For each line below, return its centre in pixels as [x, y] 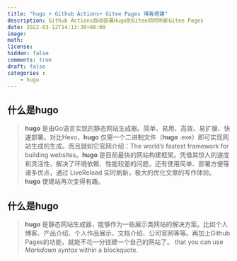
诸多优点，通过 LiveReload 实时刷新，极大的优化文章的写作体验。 [120, 173]
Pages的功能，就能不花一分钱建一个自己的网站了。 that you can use [124, 242]
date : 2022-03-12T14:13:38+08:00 [57, 27]
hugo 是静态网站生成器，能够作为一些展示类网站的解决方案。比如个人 [126, 224]
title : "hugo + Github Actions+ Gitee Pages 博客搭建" [88, 14]
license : [20, 47]
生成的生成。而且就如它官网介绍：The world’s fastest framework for [130, 146]
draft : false [27, 66]
